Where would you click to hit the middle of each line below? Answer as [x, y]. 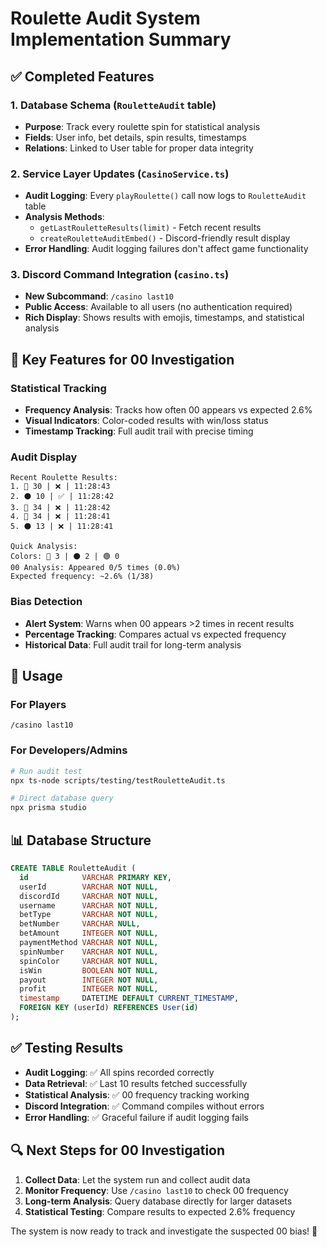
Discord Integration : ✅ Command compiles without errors [144, 1106]
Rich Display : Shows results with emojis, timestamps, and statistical [164, 318]
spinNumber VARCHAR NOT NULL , [89, 952]
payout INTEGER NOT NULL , [89, 980]
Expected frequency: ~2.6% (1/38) [82, 577]
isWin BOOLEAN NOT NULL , [89, 970]
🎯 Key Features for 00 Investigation [122, 359]
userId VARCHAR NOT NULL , [89, 887]
